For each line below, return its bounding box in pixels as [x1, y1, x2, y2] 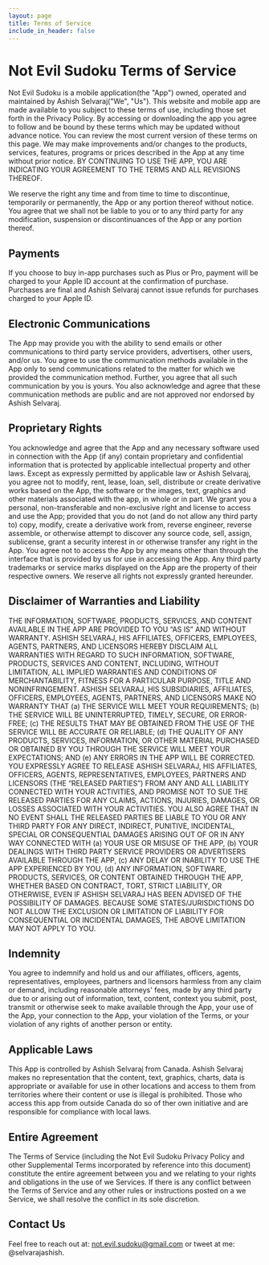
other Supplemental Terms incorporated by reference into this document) [8, 1160, 251, 1169]
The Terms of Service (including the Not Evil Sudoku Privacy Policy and [8, 1152, 245, 1161]
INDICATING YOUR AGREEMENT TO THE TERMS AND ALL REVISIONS [8, 165, 241, 175]
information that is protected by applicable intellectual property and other [8, 459, 251, 469]
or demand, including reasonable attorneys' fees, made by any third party [8, 985, 252, 995]
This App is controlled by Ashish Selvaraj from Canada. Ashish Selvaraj [8, 1064, 243, 1074]
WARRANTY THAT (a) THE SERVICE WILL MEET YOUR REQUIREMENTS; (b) [8, 701, 259, 711]
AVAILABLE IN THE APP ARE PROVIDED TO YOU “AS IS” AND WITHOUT [8, 624, 247, 634]
